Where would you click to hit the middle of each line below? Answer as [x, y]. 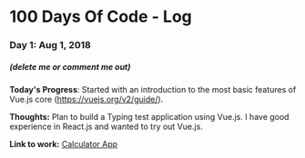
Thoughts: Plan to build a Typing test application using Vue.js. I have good [149, 117]
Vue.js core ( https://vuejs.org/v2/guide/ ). [86, 99]
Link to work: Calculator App [64, 144]
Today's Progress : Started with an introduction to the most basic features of [153, 90]
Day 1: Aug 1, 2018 [50, 45]
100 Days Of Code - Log [101, 17]
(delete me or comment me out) [70, 66]
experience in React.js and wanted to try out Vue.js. [106, 127]
